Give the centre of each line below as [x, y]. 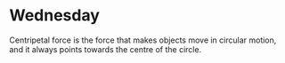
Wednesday [55, 16]
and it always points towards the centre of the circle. [106, 49]
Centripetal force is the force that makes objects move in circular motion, [143, 40]
